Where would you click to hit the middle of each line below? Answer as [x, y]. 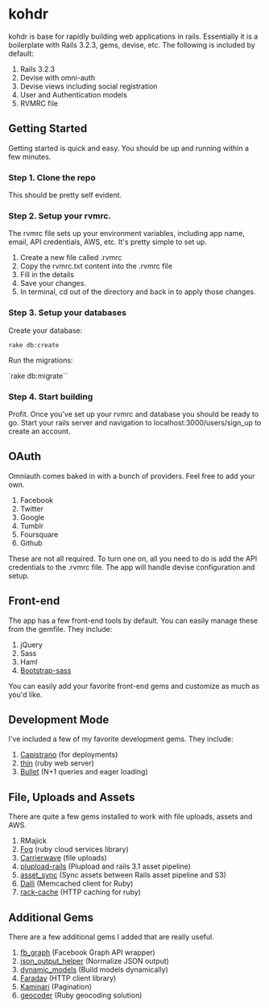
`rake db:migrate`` [38, 375]
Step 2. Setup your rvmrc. [60, 216]
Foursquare [39, 534]
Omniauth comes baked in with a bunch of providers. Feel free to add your [132, 475]
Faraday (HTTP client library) [68, 978]
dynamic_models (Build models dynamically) [94, 969]
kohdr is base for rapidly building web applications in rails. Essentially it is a [133, 36]
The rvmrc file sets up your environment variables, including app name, [127, 234]
